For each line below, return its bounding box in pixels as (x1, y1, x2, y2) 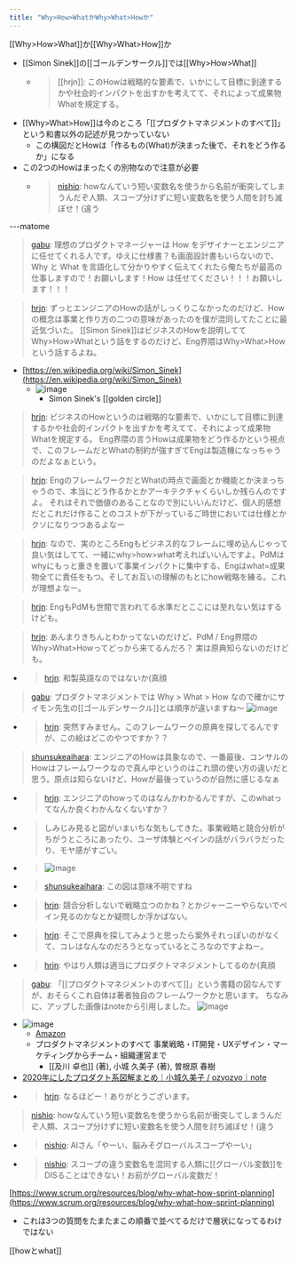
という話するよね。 (30, 347, 102, 357)
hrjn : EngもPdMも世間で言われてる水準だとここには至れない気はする (30, 601, 282, 612)
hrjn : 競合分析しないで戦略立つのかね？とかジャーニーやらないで (43, 900, 280, 910)
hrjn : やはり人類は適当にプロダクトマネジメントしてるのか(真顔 (43, 959, 276, 970)
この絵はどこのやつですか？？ (59, 732, 169, 743)
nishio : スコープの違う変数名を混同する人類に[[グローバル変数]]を (43, 1158, 284, 1169)
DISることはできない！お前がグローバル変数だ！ (43, 1170, 221, 1180)
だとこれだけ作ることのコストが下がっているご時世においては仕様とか (30, 508, 287, 518)
